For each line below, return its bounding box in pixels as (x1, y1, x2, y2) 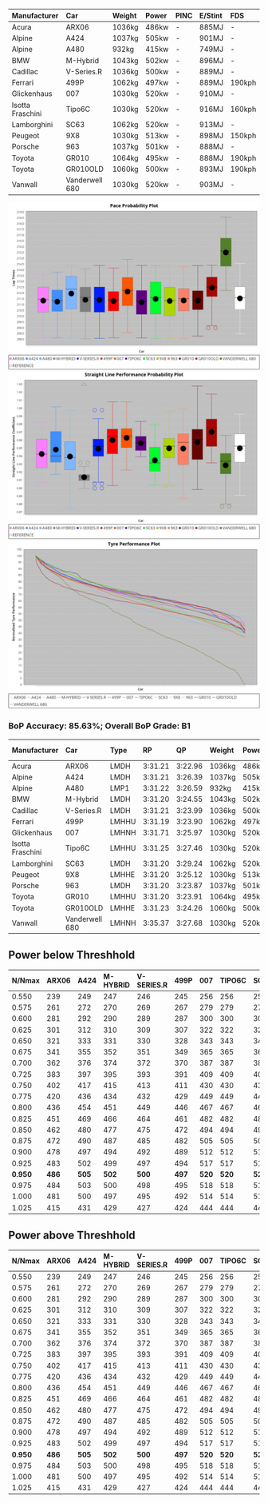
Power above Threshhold (8, 1228, 136, 1242)
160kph (230, 105, 257, 114)
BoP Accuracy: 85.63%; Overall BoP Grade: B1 (8, 720, 191, 732)
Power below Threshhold (8, 948, 136, 962)
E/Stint (199, 10, 223, 20)
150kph (230, 131, 257, 140)
